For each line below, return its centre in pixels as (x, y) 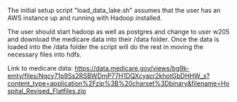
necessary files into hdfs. (45, 54)
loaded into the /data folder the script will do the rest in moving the (105, 47)
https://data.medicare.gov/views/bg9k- (132, 68)
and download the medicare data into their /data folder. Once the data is (114, 39)
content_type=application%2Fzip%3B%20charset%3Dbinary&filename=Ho (118, 83)
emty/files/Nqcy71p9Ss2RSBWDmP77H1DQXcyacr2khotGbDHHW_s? (109, 76)
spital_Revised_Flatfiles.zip (47, 91)
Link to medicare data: (40, 68)
